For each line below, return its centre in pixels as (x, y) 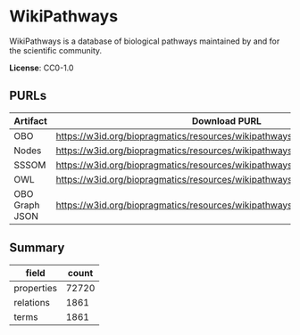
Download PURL (226, 120)
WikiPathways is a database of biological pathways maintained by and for (145, 41)
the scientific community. (56, 50)
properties (36, 288)
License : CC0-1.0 (42, 68)
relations (32, 302)
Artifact (30, 120)
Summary (37, 248)
